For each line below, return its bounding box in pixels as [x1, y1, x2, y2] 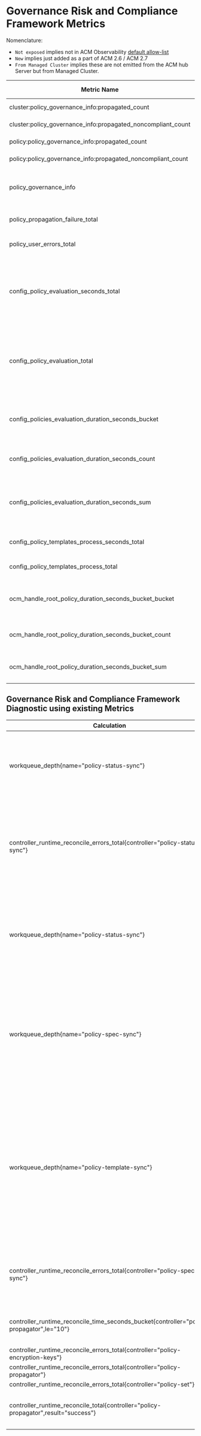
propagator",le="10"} [9, 1325, 70, 1333]
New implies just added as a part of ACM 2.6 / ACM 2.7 [14, 54, 148, 62]
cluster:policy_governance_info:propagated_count [9, 103, 150, 111]
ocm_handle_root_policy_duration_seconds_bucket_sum [9, 663, 167, 671]
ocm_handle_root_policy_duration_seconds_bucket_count [9, 630, 171, 639]
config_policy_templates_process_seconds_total [9, 538, 145, 546]
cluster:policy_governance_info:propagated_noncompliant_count [9, 120, 191, 128]
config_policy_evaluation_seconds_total [9, 287, 120, 295]
